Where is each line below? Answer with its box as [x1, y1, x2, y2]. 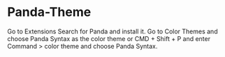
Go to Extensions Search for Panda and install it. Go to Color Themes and [7, 27, 218, 35]
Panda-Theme [7, 4, 92, 20]
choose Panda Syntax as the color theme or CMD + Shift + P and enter [7, 34, 211, 42]
